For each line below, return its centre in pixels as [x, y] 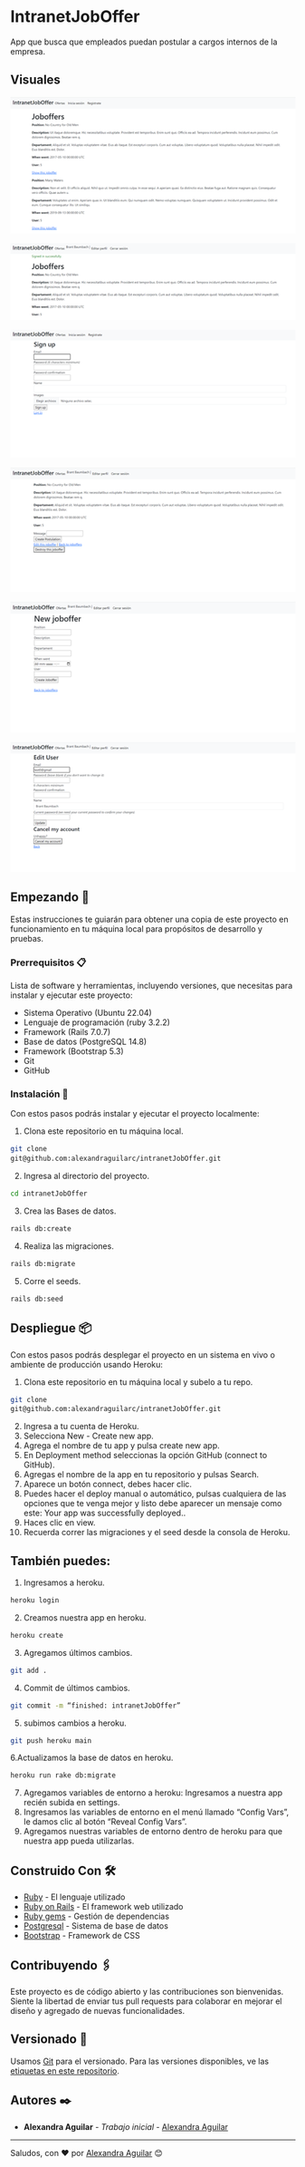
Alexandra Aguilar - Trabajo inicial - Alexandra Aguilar [126, 2126]
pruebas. [27, 938]
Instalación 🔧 [39, 1094]
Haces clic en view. [59, 1523]
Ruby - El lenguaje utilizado [74, 1897]
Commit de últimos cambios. [76, 1688]
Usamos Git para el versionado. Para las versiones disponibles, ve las [140, 2061]
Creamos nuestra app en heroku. [85, 1617]
